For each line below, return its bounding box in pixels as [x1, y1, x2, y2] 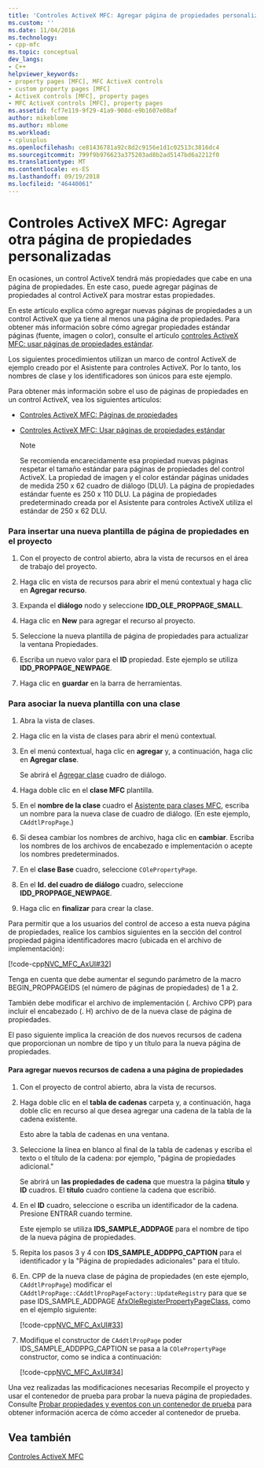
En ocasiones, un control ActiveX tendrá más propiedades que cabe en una [8, 273, 252, 283]
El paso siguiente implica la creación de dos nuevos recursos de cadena [8, 1030, 242, 1040]
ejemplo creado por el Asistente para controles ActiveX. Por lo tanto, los [8, 362, 241, 372]
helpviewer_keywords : [8, 70, 79, 78]
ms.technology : [8, 33, 58, 42]
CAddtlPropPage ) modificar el [19, 1280, 112, 1289]
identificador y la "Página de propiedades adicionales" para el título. [19, 1256, 240, 1265]
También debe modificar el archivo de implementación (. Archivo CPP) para [8, 998, 253, 1008]
